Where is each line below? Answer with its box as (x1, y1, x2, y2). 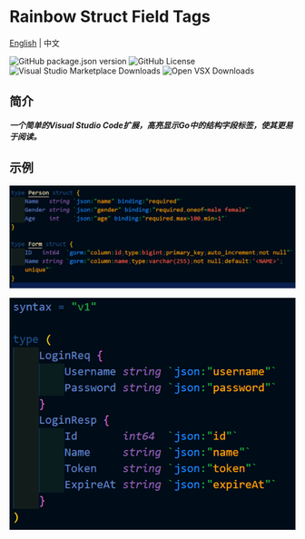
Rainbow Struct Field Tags (9, 6, 212, 27)
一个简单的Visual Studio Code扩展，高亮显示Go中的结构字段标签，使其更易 (9, 120, 293, 131)
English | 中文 (9, 37, 61, 48)
